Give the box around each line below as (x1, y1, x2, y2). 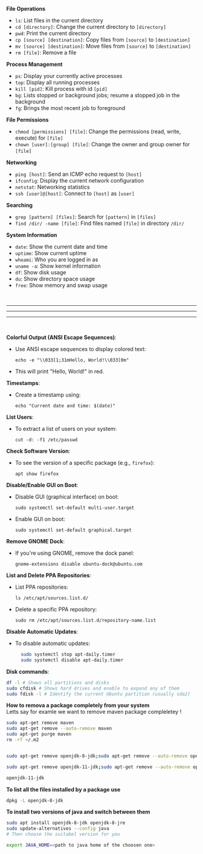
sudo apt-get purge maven (6, 731, 71, 737)
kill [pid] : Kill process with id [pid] (14, 85, 108, 92)
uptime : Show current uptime (14, 250, 87, 256)
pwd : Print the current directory (14, 30, 91, 37)
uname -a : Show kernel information (14, 262, 101, 270)
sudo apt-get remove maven (6, 720, 74, 726)
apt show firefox (14, 471, 59, 477)
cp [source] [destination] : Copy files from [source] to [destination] (14, 36, 190, 43)
